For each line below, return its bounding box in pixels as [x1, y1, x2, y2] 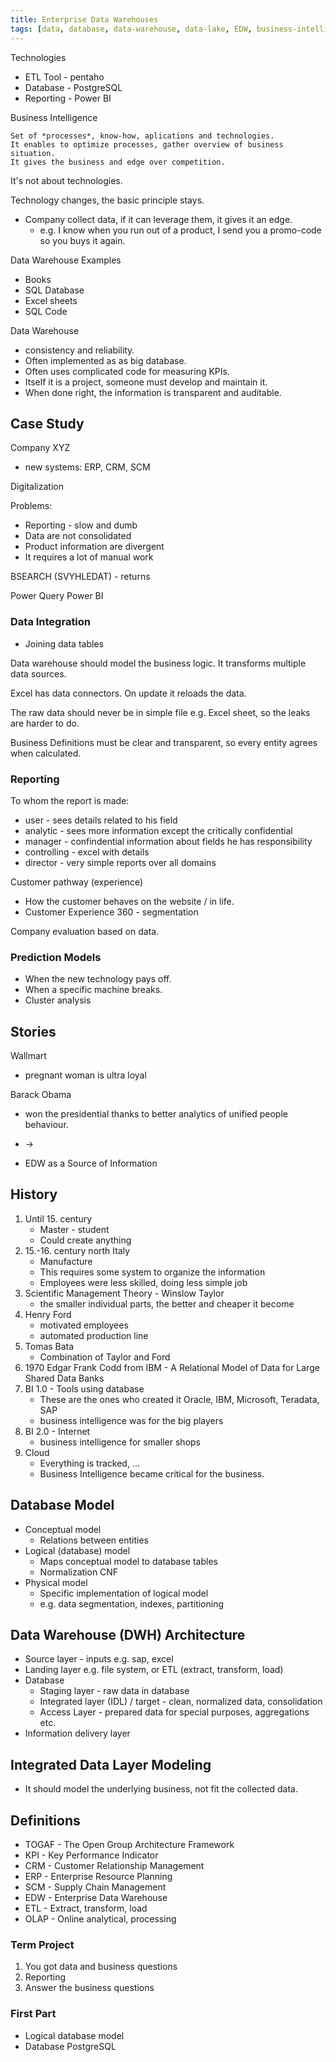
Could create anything [39, 1234, 132, 1246]
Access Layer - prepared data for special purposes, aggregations [39, 1706, 310, 1718]
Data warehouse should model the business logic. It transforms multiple [10, 657, 307, 669]
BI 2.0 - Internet [24, 1425, 91, 1437]
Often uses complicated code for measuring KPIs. [24, 365, 230, 377]
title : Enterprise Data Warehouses [10, 14, 159, 25]
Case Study [10, 415, 85, 432]
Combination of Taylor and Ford [39, 1351, 171, 1363]
